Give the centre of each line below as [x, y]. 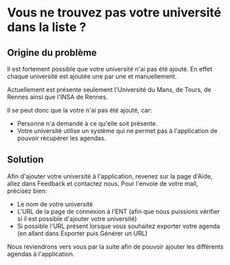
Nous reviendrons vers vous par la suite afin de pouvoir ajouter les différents [115, 246]
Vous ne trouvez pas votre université [114, 13]
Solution [25, 160]
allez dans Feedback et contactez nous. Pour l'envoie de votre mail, [103, 183]
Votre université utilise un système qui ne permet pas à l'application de [117, 131]
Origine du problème [52, 53]
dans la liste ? [47, 27]
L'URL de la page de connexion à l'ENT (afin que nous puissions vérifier [118, 211]
